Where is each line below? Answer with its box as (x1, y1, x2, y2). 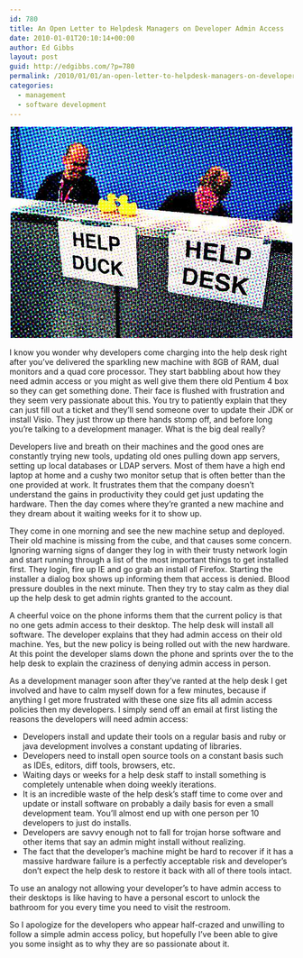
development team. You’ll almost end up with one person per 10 (22, 807, 260, 818)
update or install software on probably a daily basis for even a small (22, 798, 274, 808)
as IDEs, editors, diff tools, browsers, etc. (22, 760, 176, 771)
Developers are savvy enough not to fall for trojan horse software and (22, 826, 281, 837)
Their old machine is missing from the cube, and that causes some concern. (9, 534, 292, 545)
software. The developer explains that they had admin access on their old (9, 629, 282, 640)
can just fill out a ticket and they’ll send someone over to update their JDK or (9, 404, 294, 415)
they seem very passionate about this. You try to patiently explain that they (9, 395, 287, 406)
